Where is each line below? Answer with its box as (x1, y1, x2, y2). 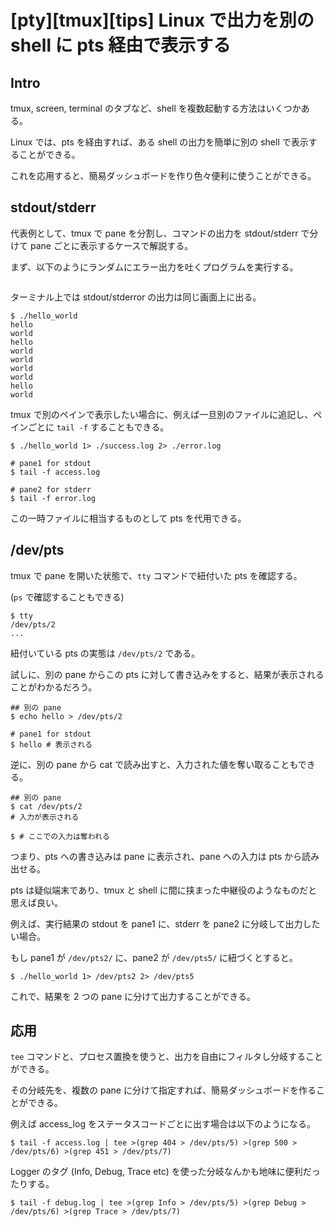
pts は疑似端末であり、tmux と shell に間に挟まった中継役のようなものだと (10, 884, 318, 896)
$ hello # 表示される (10, 739, 93, 750)
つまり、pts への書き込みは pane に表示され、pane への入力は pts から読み (10, 850, 320, 862)
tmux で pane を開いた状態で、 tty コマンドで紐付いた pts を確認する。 (10, 569, 303, 581)
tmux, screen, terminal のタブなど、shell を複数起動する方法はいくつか (10, 102, 302, 114)
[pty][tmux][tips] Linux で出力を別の (10, 9, 315, 32)
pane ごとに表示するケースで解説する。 (29, 239, 194, 251)
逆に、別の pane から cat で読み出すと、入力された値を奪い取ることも (10, 758, 298, 770)
